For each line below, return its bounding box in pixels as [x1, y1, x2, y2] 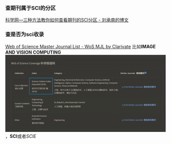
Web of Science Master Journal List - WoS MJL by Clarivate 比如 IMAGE [5, 43, 156, 49]
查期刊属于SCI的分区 [5, 4, 56, 11]
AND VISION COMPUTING [5, 49, 61, 55]
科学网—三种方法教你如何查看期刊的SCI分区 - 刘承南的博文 [5, 17, 129, 23]
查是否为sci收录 [5, 31, 44, 38]
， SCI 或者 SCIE [5, 133, 37, 139]
